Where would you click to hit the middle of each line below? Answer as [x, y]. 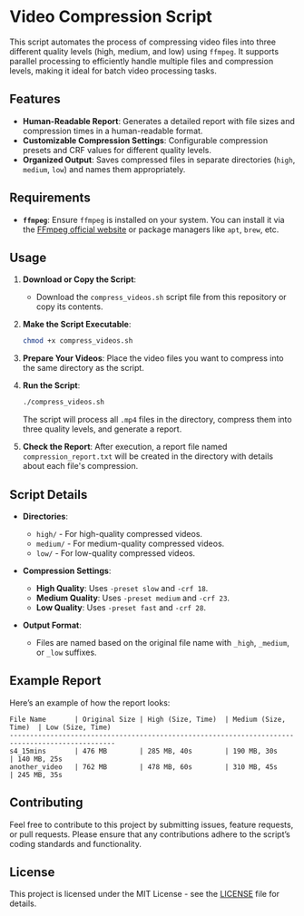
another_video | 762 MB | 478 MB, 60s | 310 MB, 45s [144, 767]
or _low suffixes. [66, 652]
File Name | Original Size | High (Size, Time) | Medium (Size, [147, 719]
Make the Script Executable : [77, 325]
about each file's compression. [80, 466]
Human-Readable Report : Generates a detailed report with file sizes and [158, 121]
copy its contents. [69, 307]
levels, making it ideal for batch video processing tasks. [113, 71]
